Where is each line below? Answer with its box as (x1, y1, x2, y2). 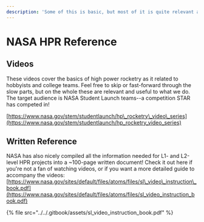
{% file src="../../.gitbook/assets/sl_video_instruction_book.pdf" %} (6, 209, 174, 217)
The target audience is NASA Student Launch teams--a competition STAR (6, 94, 191, 102)
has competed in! (6, 100, 50, 108)
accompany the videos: (6, 172, 65, 179)
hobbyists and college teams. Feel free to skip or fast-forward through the (6, 81, 191, 88)
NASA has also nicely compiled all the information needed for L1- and (6, 152, 180, 160)
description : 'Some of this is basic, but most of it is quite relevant (6, 8, 194, 15)
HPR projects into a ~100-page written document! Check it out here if (19, 158, 193, 166)
